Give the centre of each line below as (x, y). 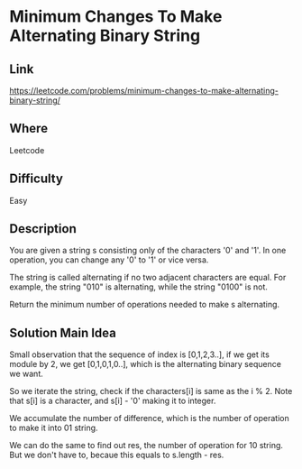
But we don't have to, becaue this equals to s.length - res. (117, 455)
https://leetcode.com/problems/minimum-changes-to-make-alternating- (144, 91)
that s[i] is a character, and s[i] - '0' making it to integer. (113, 401)
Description (43, 229)
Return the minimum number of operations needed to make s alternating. (145, 305)
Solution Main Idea (63, 332)
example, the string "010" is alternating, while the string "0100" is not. (139, 287)
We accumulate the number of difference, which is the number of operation (150, 418)
